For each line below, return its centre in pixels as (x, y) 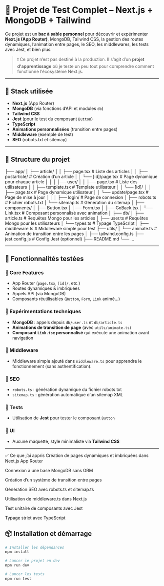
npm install (17, 552)
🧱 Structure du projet (37, 160)
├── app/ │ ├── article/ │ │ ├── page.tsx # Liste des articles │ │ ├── (76, 171)
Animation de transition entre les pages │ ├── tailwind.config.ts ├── (74, 234)
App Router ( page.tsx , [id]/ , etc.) (46, 283)
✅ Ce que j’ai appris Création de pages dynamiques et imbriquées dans (77, 455)
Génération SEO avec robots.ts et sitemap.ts (50, 489)
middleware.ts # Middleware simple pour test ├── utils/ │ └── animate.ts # (81, 228)
